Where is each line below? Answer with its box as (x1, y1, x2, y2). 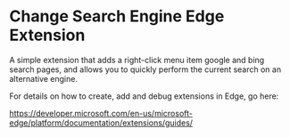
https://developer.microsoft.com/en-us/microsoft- (9, 108, 194, 118)
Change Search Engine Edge (9, 6, 225, 27)
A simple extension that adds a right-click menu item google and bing (9, 54, 265, 65)
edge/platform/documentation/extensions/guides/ (9, 117, 194, 128)
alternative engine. (9, 73, 79, 84)
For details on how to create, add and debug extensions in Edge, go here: (9, 91, 279, 101)
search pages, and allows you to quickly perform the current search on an (9, 64, 282, 75)
